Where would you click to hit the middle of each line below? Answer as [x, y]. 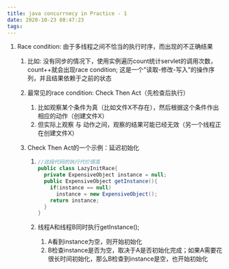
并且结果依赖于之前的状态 [75, 78]
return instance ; [75, 200]
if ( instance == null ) [81, 187]
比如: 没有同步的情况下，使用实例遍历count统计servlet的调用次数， [122, 61]
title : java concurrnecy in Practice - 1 [67, 13]
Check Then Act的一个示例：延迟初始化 [83, 148]
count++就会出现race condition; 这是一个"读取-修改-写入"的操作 [118, 70]
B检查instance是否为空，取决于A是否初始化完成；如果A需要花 [135, 250]
